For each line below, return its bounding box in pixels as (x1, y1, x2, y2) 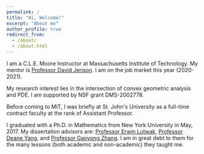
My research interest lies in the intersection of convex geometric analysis (6, 84, 191, 92)
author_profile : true (6, 26, 62, 32)
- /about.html (12, 43, 48, 50)
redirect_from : (6, 32, 45, 38)
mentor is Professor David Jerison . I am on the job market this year (6, 66, 175, 73)
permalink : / (6, 9, 40, 15)
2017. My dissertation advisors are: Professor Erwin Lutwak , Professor (6, 128, 183, 135)
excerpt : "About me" (6, 20, 59, 26)
